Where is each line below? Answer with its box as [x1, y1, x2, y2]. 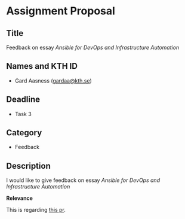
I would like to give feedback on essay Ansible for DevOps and [6, 177, 160, 184]
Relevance [6, 194, 33, 202]
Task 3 [14, 110, 32, 117]
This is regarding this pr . [6, 206, 66, 214]
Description [6, 160, 51, 171]
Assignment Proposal [6, 4, 115, 18]
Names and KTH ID [6, 61, 78, 71]
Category [6, 127, 42, 138]
